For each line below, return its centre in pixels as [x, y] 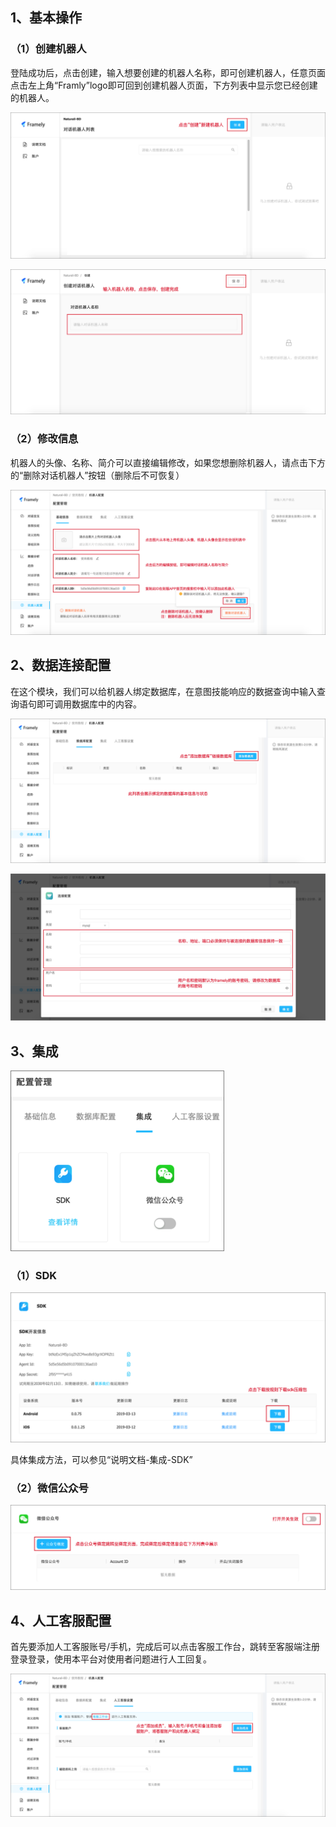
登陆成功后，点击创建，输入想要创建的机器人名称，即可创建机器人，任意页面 [168, 72]
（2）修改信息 [44, 439]
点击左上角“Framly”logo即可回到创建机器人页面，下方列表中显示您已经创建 [164, 85]
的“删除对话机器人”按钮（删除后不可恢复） [97, 475]
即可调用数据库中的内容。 [89, 704]
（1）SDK [34, 1276]
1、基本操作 [46, 18]
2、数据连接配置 [61, 665]
